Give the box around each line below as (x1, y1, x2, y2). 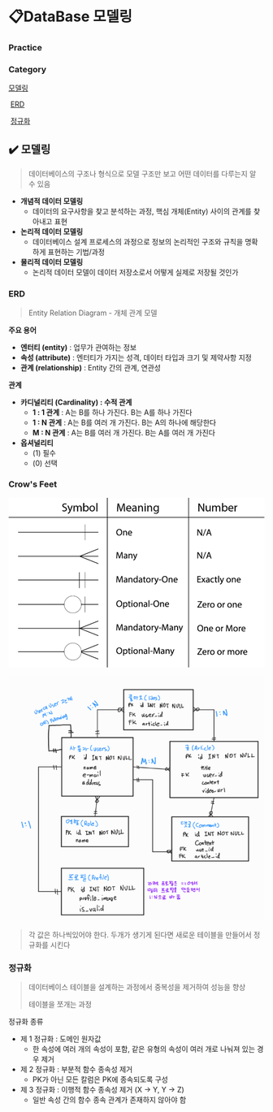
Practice (8, 42, 42, 54)
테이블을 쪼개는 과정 (28, 1000, 92, 1010)
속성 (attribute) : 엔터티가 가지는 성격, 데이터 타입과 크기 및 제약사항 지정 (19, 353, 252, 362)
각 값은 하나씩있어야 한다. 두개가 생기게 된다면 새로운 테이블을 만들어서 (28, 929, 252, 939)
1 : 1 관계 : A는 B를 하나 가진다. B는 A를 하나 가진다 (32, 407, 193, 417)
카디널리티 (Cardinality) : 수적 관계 (19, 397, 132, 407)
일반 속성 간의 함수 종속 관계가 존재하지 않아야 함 (32, 1095, 187, 1105)
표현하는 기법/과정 (47, 247, 106, 257)
